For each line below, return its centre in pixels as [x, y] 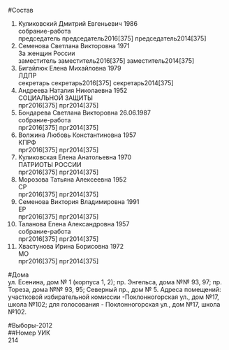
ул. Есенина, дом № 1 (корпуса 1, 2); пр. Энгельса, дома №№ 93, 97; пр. [115, 282]
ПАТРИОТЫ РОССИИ [50, 165]
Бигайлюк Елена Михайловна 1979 [69, 68]
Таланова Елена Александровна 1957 [74, 224]
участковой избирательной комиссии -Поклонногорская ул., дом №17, [113, 297]
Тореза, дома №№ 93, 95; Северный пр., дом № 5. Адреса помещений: [115, 290]
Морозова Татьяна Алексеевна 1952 [72, 180]
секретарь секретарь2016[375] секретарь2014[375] [96, 83]
